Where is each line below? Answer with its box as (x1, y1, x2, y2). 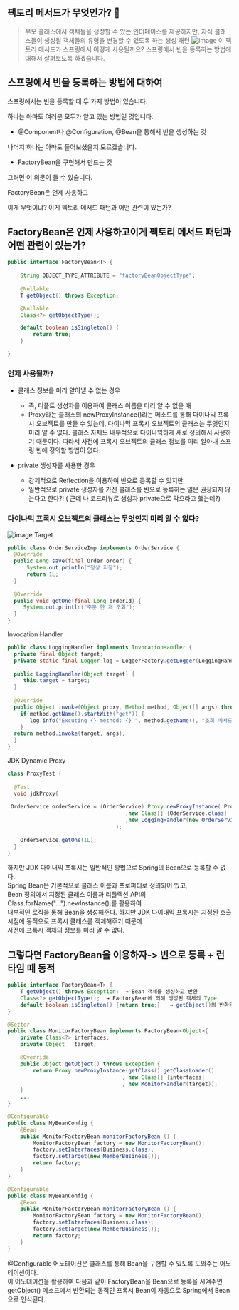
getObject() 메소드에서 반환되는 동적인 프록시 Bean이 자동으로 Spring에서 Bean (7, 1286, 230, 1294)
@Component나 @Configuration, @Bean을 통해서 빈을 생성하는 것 (17, 127, 207, 136)
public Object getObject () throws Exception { (20, 1060, 161, 1067)
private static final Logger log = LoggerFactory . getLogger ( (14, 657, 199, 664)
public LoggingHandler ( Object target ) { (14, 670, 135, 678)
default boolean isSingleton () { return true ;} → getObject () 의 (20, 1001, 217, 1008)
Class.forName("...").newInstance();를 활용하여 (7, 899, 142, 908)
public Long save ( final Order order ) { (14, 557, 132, 565)
